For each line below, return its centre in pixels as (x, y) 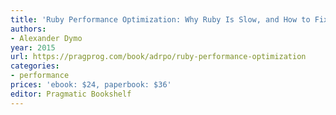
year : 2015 (33, 47)
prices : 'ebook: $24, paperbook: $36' (91, 85)
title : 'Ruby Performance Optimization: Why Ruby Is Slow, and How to (160, 19)
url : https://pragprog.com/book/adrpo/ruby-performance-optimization (158, 57)
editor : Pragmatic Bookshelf (71, 94)
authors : (28, 29)
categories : (35, 66)
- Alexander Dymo (46, 38)
